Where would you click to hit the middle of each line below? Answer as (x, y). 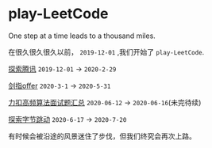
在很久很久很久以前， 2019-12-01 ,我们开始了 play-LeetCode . (106, 51)
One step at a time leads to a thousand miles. (82, 36)
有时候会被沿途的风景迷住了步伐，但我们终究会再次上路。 (102, 136)
